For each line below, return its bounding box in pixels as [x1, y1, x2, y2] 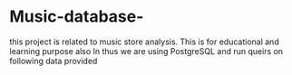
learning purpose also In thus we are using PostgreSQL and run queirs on [9, 45, 284, 56]
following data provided [9, 55, 98, 66]
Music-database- [9, 6, 144, 27]
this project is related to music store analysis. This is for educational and [9, 36, 279, 47]
